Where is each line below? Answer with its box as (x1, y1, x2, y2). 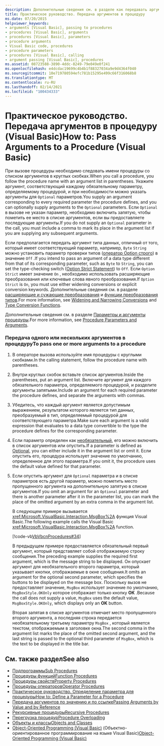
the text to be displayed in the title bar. (12, 641, 89, 647)
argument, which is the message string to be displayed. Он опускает (12, 559, 151, 564)
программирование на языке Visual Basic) (51, 730, 139, 736)
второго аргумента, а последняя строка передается (12, 615, 122, 621)
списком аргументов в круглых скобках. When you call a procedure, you (5, 173, 154, 179)
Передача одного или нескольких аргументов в (5, 334, 126, 341)
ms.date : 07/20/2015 (5, 16, 47, 21)
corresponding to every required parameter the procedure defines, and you (5, 199, 157, 205)
